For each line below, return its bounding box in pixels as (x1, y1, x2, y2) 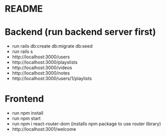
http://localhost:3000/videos (12, 64, 72, 71)
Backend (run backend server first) (5, 26, 156, 38)
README (5, 3, 43, 15)
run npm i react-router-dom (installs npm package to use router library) (12, 121, 161, 127)
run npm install (12, 110, 44, 116)
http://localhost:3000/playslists (12, 59, 78, 65)
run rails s (12, 49, 34, 55)
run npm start (12, 115, 41, 122)
